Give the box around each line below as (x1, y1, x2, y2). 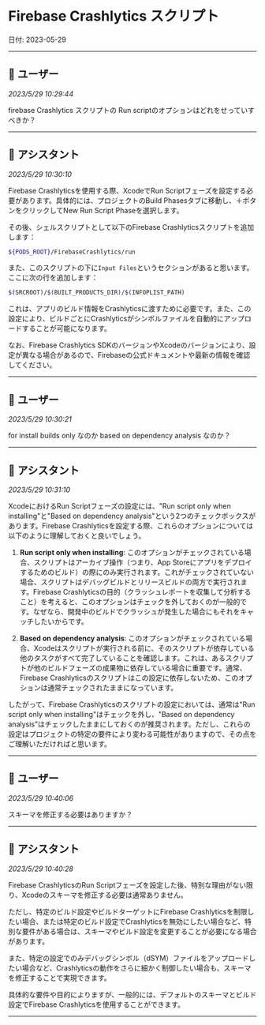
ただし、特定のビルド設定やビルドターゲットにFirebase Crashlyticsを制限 (8, 907, 248, 916)
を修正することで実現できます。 (8, 973, 112, 982)
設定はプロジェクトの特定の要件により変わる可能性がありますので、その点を (8, 729, 257, 738)
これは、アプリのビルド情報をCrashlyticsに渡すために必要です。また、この (8, 304, 252, 314)
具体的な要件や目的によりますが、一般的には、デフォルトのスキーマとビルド (8, 989, 257, 999)
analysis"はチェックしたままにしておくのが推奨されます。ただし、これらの (8, 719, 251, 729)
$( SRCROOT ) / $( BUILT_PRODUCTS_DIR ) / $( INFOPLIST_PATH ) (8, 289, 185, 297)
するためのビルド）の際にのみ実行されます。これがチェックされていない (19, 567, 254, 576)
